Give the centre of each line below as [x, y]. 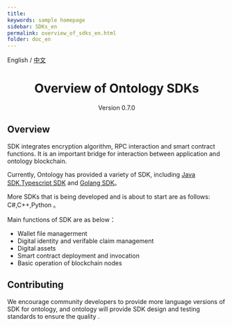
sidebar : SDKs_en [32, 26]
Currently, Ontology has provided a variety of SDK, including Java [101, 174]
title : [17, 14]
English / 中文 [27, 60]
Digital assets [36, 248]
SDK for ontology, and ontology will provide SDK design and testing [103, 309]
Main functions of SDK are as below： [61, 219]
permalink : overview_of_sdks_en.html [62, 33]
